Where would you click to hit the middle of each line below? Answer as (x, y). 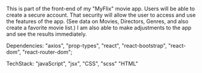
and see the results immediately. (47, 34)
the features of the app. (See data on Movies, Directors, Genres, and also (97, 21)
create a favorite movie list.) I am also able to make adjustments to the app (99, 28)
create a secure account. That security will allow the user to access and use (101, 15)
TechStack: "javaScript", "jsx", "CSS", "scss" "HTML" (72, 63)
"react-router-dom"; (47, 52)
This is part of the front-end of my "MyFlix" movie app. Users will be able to (101, 9)
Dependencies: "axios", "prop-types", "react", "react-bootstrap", (87, 45)
